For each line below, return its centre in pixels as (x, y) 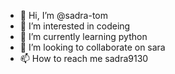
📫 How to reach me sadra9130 (84, 58)
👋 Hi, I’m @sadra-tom (64, 15)
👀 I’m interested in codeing (75, 26)
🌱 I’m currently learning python (83, 36)
